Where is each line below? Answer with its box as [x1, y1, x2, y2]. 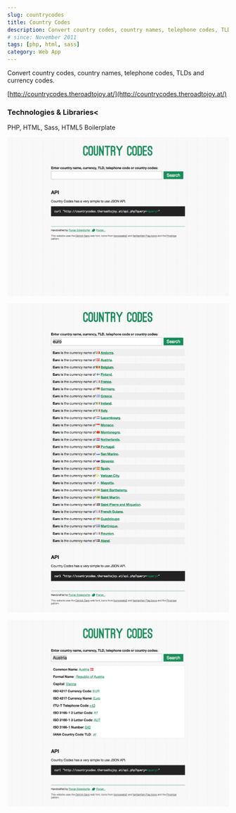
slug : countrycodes [7, 11, 65, 18]
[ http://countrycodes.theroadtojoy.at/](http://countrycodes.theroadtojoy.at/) [7, 90, 227, 98]
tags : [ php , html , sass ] [7, 41, 80, 49]
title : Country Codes [7, 18, 71, 26]
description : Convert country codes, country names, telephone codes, [7, 26, 218, 33]
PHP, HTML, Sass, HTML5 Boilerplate [7, 123, 116, 132]
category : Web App [7, 49, 61, 56]
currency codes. [7, 76, 55, 84]
